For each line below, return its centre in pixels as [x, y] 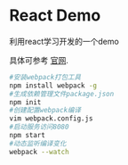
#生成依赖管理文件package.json [62, 94]
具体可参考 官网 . [39, 60]
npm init [25, 102]
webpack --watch [39, 152]
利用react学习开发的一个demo [64, 41]
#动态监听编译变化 [38, 144]
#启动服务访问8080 [39, 127]
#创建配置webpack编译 [45, 111]
